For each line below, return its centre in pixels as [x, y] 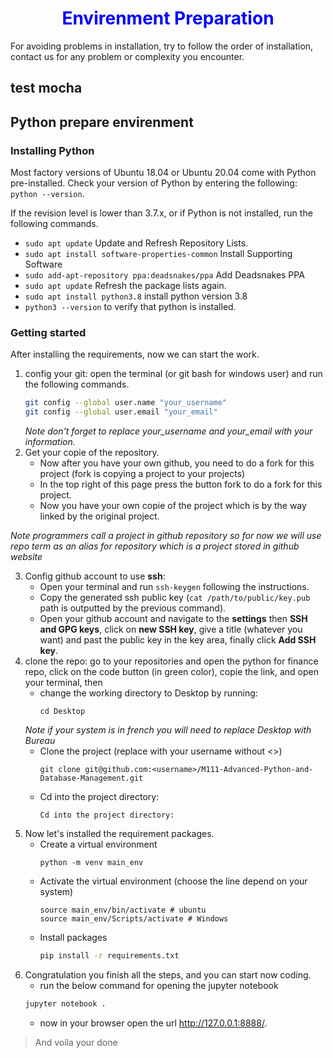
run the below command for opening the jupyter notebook [159, 985]
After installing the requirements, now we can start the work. [135, 354]
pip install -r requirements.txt [109, 956]
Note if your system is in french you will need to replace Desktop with [168, 730]
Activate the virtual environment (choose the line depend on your [173, 881]
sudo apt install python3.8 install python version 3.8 [136, 296]
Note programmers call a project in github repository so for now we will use [166, 536]
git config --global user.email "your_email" [121, 412]
